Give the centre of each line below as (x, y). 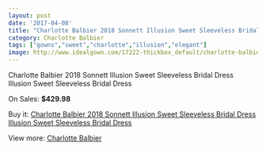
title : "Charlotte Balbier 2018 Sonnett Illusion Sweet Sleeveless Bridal (134, 30)
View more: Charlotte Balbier (55, 138)
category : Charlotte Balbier (56, 38)
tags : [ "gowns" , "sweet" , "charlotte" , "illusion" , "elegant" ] (108, 45)
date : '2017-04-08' (40, 23)
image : (19, 52)
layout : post (30, 15)
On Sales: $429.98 (40, 99)
